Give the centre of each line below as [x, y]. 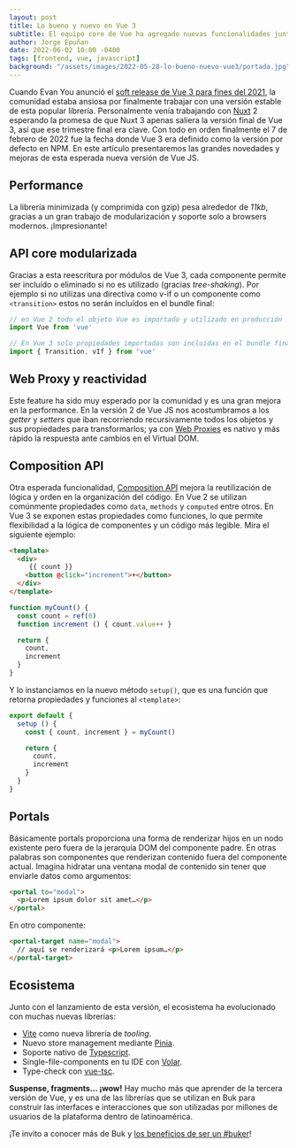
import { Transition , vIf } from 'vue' [83, 352]
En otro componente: [47, 925]
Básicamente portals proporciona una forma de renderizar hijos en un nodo [146, 838]
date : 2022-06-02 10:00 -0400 [65, 50]
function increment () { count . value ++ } [95, 624]
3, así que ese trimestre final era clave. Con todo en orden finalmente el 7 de [148, 129]
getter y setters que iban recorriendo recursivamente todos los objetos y [141, 419]
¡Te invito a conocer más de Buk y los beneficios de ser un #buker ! [130, 1133]
